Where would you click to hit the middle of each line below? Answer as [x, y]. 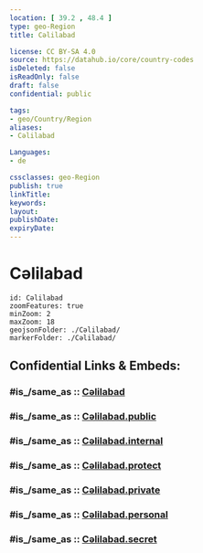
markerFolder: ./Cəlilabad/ [63, 338]
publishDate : [34, 220]
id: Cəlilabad [37, 298]
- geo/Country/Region [51, 119]
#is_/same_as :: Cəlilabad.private [85, 490]
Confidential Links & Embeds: [95, 366]
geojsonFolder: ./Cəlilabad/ [65, 330]
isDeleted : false [43, 69]
